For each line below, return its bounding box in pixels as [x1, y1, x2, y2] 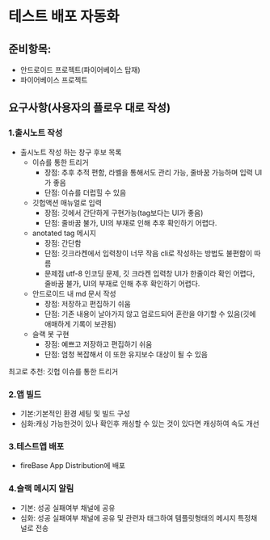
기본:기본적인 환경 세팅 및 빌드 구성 [19, 408, 131, 418]
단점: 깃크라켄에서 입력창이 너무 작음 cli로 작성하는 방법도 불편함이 [44, 248, 253, 258]
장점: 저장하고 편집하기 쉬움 [44, 298, 131, 308]
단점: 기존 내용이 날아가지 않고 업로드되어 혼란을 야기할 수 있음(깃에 [44, 309, 256, 319]
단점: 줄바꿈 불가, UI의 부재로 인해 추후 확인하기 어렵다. [44, 217, 217, 227]
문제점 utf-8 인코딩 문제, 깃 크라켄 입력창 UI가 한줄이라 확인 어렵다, [44, 268, 255, 278]
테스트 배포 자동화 [8, 7, 120, 26]
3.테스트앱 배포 [8, 441, 65, 452]
